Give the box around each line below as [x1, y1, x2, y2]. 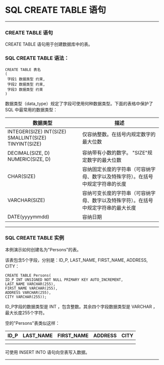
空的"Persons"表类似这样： [5, 320, 60, 326]
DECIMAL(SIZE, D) [7, 149, 50, 156]
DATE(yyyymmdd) [7, 213, 50, 220]
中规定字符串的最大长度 [82, 204, 137, 211]
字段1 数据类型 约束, [7, 76, 45, 81]
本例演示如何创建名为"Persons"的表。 [5, 246, 82, 252]
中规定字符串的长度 [82, 180, 127, 187]
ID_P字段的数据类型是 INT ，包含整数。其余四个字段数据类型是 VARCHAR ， [5, 303, 158, 309]
